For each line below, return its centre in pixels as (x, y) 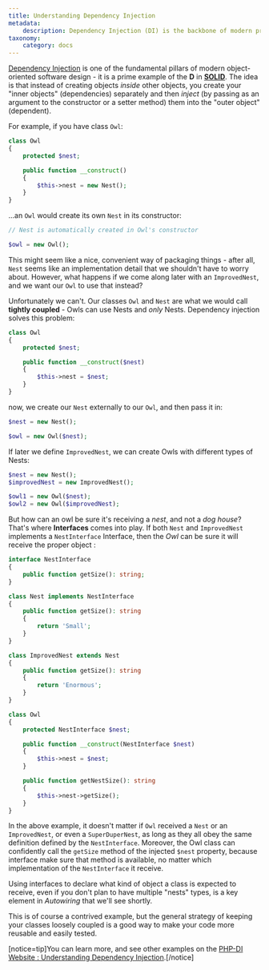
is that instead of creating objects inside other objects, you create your (125, 86)
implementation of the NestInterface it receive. (86, 868)
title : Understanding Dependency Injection (82, 16)
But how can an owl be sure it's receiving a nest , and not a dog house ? (125, 519)
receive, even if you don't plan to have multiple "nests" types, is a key (123, 892)
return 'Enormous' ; (70, 686)
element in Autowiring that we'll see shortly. (80, 901)
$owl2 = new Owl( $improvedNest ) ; (64, 504)
